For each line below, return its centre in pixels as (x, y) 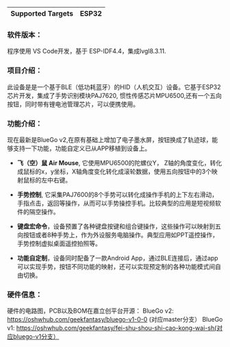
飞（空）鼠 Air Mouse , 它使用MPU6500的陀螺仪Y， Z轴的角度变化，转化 (119, 163)
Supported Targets (42, 13)
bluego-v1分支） (36, 337)
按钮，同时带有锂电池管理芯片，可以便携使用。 (73, 104)
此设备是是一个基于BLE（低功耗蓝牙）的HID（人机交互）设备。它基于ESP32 (114, 87)
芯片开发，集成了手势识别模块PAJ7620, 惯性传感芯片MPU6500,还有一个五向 (115, 95)
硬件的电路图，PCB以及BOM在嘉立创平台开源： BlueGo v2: (90, 311)
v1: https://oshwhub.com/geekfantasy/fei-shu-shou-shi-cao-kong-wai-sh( (112, 328)
